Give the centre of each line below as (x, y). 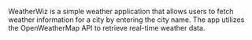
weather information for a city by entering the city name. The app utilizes (126, 20)
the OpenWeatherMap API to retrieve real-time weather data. (107, 28)
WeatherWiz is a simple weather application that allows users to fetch (121, 11)
